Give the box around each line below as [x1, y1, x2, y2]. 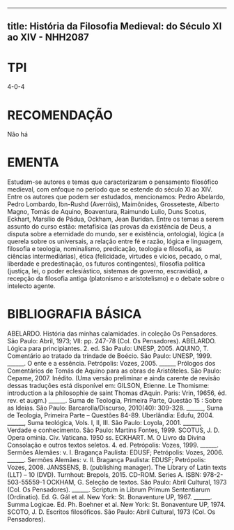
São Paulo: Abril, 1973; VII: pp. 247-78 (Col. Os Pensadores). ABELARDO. [7, 337, 217, 345]
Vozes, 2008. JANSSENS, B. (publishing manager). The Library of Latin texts [7, 463, 227, 472]
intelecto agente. [7, 282, 56, 290]
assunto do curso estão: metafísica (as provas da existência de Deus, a [7, 222, 212, 231]
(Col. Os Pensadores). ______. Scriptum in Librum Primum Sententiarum [7, 485, 210, 494]
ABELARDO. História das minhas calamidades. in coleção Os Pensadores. [7, 329, 218, 338]
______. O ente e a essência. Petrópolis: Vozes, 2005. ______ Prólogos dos [7, 359, 216, 368]
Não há [7, 130, 28, 138]
